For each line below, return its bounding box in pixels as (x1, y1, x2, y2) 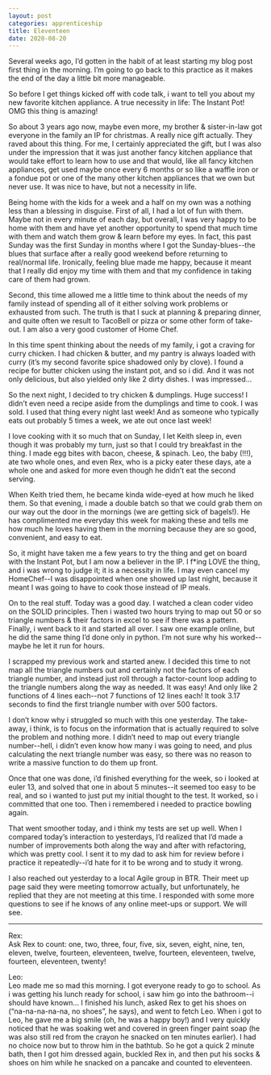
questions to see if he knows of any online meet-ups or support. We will (8, 899, 248, 909)
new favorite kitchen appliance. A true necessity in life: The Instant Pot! (8, 98, 245, 107)
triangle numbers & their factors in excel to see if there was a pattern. (8, 615, 239, 625)
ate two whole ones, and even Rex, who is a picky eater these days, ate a (8, 457, 252, 467)
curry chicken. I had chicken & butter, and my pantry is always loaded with (8, 348, 256, 359)
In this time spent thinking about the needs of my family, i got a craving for (8, 340, 256, 350)
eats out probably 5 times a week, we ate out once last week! (8, 416, 212, 426)
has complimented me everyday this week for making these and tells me (8, 515, 248, 525)
